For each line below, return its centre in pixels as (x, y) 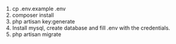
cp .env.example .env (39, 9)
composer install (33, 15)
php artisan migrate (37, 34)
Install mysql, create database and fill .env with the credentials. (91, 28)
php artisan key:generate (44, 21)
